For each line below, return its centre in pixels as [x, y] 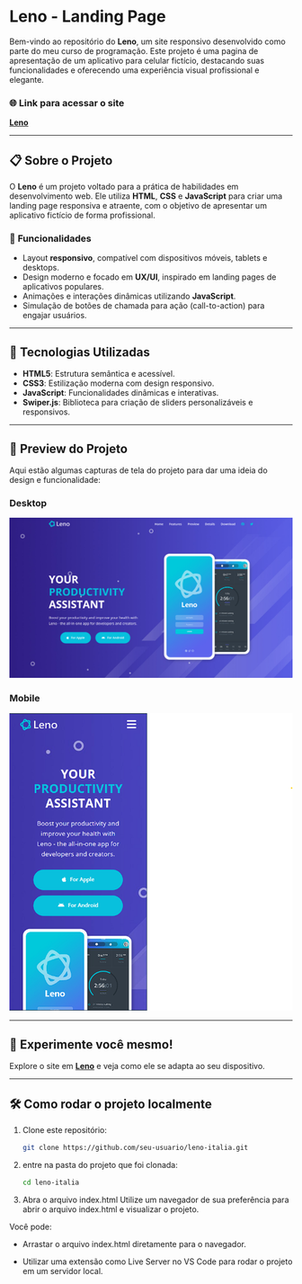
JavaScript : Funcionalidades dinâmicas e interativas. [120, 393]
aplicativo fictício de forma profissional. [82, 215]
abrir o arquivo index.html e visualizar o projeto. [111, 1209]
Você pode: [31, 1226]
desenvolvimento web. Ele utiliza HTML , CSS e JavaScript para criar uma [146, 196]
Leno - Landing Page [88, 17]
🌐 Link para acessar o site [67, 103]
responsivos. [46, 412]
